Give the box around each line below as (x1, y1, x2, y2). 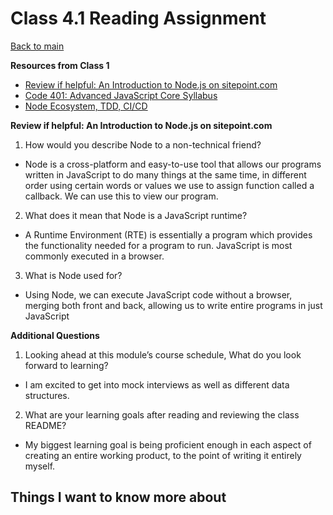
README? (24, 419, 67, 431)
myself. (24, 460, 56, 472)
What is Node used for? (24, 269, 123, 281)
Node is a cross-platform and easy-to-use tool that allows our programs (24, 158, 322, 170)
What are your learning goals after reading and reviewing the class (24, 408, 300, 421)
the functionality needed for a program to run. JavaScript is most (24, 239, 293, 251)
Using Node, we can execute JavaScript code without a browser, (24, 288, 293, 301)
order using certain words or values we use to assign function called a (24, 179, 315, 191)
